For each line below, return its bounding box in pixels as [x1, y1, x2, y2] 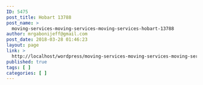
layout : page [6, 42, 39, 48]
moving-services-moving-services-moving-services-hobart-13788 [11, 25, 174, 32]
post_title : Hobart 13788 [6, 14, 71, 20]
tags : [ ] [6, 64, 31, 71]
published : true [6, 59, 47, 65]
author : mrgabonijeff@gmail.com [6, 31, 88, 37]
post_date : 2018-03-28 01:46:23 [6, 37, 88, 42]
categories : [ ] [6, 70, 47, 76]
